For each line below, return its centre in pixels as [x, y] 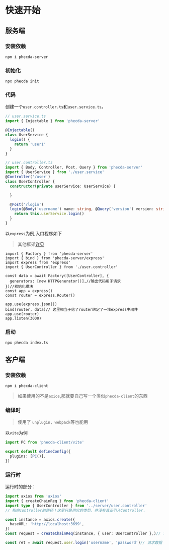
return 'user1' [30, 144]
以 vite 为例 [16, 433]
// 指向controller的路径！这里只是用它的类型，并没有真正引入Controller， [76, 510]
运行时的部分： [21, 487]
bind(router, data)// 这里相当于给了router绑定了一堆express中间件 [72, 309]
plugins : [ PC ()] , [28, 456]
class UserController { [30, 181]
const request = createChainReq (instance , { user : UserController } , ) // [83, 534]
